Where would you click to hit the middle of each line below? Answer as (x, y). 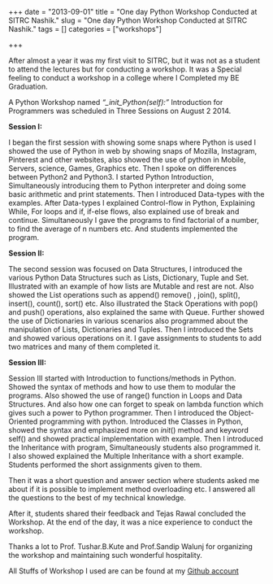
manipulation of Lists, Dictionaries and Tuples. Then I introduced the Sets (131, 329)
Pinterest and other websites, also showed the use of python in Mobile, (127, 159)
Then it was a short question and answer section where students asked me (134, 480)
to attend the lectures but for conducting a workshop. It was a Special (125, 69)
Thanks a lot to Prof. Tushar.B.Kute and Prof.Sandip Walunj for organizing (131, 547)
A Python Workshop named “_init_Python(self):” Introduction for (116, 102)
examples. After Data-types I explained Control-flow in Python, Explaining (132, 203)
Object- (241, 413)
